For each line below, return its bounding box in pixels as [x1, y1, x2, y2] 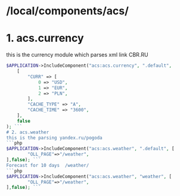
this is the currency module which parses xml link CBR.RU [6, 51, 148, 58]
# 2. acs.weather [6, 129, 49, 135]
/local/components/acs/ [6, 4, 129, 18]
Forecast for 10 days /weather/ [6, 162, 89, 168]
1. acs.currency [6, 32, 85, 45]
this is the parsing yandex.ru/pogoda [6, 135, 103, 141]
